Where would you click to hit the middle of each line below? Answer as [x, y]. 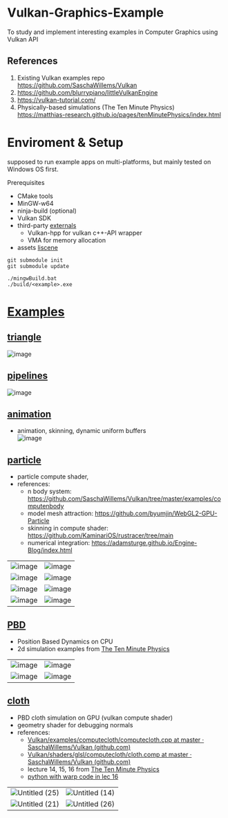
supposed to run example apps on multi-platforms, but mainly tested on [109, 161]
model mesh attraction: [60, 513]
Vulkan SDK [34, 218]
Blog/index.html [50, 550]
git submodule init [35, 260]
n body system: [49, 491]
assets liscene [38, 247]
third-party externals [47, 225]
